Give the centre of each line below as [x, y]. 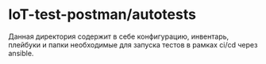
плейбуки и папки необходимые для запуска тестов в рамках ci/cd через [133, 44]
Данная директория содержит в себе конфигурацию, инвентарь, [119, 36]
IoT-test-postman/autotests [102, 15]
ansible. [21, 53]
